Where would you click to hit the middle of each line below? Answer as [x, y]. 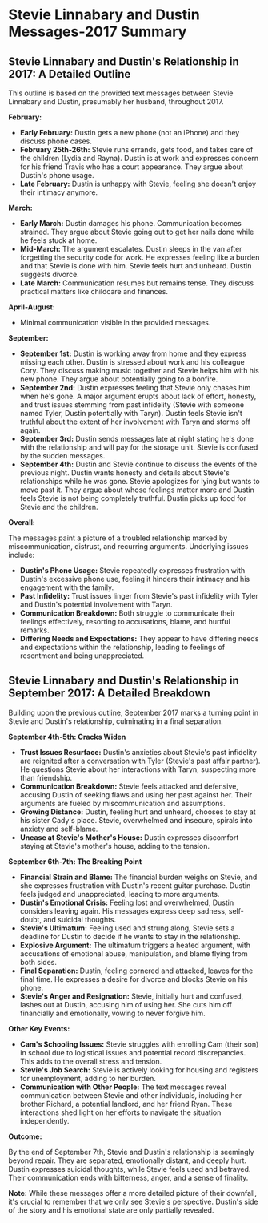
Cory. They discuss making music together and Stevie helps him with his [140, 371]
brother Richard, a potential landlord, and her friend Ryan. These [126, 1104]
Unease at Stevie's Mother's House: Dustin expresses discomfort [129, 837]
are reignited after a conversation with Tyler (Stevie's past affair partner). [140, 761]
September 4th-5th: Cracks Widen [67, 737]
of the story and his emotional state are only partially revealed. [111, 1210]
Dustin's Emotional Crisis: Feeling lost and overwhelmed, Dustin [127, 902]
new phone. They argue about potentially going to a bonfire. [119, 379]
